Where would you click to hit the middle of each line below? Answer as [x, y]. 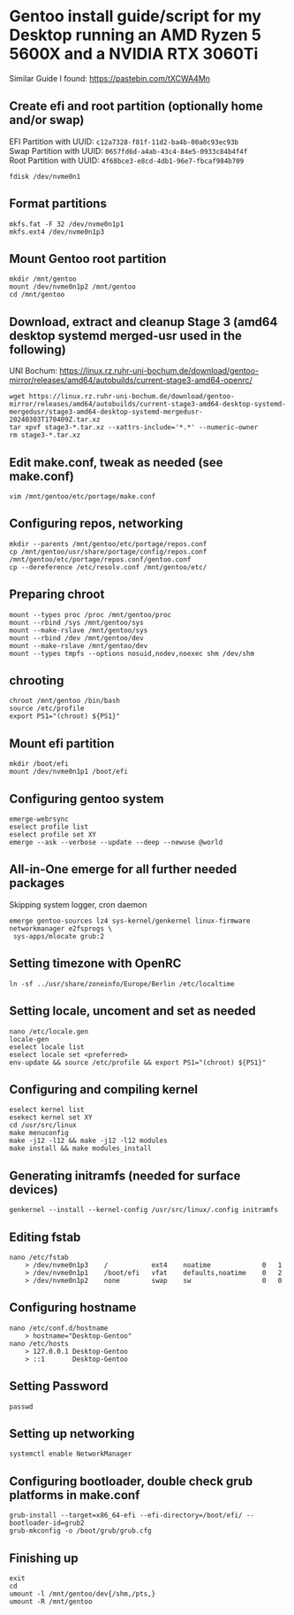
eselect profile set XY [53, 835]
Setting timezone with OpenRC [95, 964]
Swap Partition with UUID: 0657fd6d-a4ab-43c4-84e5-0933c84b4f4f [128, 151]
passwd [21, 1406]
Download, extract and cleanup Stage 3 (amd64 [143, 322]
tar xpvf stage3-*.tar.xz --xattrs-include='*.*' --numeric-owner [134, 428]
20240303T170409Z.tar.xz [55, 420]
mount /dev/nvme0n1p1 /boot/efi [68, 772]
